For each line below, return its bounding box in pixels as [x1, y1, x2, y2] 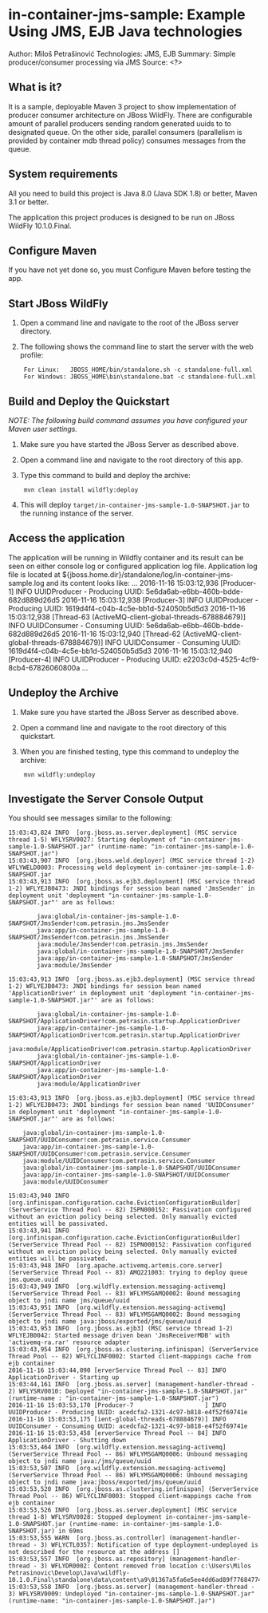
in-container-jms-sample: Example [8, 6, 246, 24]
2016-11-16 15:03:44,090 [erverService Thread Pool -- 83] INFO [8, 1366, 227, 1374]
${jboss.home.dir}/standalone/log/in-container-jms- [62, 569, 234, 579]
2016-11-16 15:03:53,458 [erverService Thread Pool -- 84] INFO [8, 1429, 227, 1437]
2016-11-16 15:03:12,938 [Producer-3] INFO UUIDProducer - [61, 595, 259, 604]
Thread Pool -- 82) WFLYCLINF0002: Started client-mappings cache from [8, 1353, 251, 1361]
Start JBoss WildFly [8, 297, 109, 310]
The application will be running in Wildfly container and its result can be [8, 552, 244, 562]
